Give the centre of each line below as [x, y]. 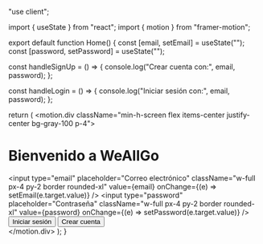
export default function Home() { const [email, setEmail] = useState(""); [127, 43]
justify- [238, 115]
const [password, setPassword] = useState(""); [86, 51]
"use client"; [29, 12]
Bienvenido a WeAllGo [84, 156]
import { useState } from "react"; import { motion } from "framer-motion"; [129, 27]
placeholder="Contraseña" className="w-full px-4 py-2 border [115, 203]
